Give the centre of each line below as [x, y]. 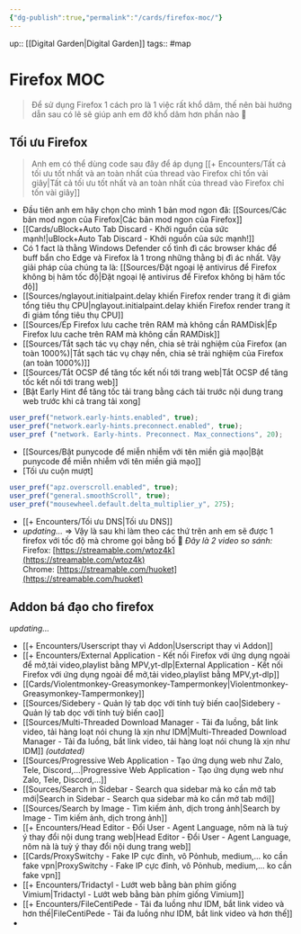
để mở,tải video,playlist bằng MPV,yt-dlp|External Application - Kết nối [152, 665]
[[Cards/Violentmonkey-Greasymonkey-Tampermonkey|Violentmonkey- [155, 684]
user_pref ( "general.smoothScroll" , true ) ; [90, 496]
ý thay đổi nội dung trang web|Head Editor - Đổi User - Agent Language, [157, 837]
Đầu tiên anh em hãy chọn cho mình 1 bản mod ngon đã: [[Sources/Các [155, 210]
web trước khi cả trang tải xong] [81, 401]
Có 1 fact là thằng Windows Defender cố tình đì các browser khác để [149, 248]
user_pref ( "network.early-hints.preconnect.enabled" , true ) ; [126, 427]
